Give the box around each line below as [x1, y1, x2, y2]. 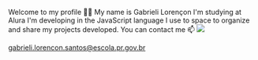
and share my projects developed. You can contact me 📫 [8, 25, 196, 34]
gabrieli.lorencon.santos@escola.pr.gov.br [8, 43, 146, 52]
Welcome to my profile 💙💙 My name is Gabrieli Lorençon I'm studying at [8, 8, 242, 16]
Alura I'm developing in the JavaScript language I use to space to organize [8, 16, 250, 25]
